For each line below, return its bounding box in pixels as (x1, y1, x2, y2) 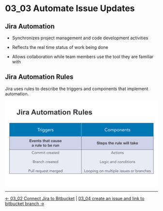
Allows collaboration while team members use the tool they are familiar (12, 54, 154, 60)
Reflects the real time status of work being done (12, 45, 108, 50)
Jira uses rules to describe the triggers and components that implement (5, 86, 148, 91)
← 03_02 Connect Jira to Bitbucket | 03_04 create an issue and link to (5, 196, 145, 201)
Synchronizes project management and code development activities (12, 35, 148, 41)
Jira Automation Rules (5, 73, 74, 81)
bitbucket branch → (5, 201, 45, 207)
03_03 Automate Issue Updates (5, 3, 135, 14)
